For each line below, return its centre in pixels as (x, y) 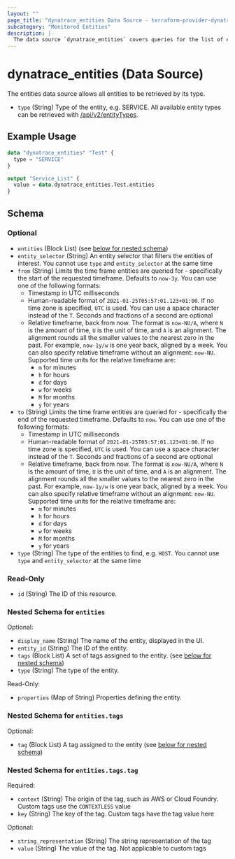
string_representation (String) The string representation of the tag (114, 841)
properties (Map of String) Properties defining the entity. (99, 697)
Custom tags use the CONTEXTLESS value (74, 806)
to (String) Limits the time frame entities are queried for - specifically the (122, 412)
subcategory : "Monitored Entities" (59, 27)
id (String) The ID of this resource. (67, 594)
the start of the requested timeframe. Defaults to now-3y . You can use (117, 278)
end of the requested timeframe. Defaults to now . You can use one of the (121, 419)
